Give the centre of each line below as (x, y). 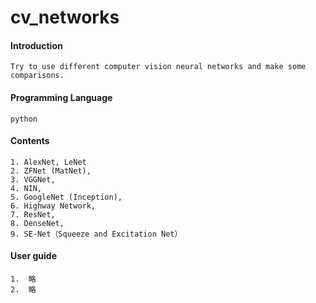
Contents (30, 141)
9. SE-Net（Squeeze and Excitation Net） (96, 234)
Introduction (36, 45)
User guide (33, 256)
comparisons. (37, 76)
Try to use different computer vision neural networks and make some (158, 67)
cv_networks (65, 17)
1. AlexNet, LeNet (48, 162)
